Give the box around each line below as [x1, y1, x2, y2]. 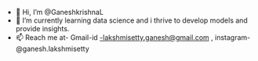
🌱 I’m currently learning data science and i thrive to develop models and [15, 16, 249, 25]
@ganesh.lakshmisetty [15, 44, 90, 53]
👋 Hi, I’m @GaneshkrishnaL [15, 8, 104, 16]
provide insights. [15, 24, 70, 33]
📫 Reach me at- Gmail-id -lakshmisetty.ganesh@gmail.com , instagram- [15, 33, 251, 42]
